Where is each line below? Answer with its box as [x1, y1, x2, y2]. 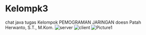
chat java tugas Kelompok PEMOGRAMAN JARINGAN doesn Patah [5, 19, 142, 25]
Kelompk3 [5, 3, 48, 14]
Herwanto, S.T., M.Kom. [5, 24, 54, 30]
